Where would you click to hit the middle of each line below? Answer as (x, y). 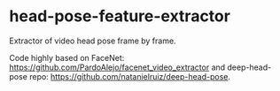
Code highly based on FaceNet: (67, 57)
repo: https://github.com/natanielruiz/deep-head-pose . (130, 76)
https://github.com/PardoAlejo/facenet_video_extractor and (117, 67)
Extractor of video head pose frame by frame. (93, 41)
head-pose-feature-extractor (120, 16)
